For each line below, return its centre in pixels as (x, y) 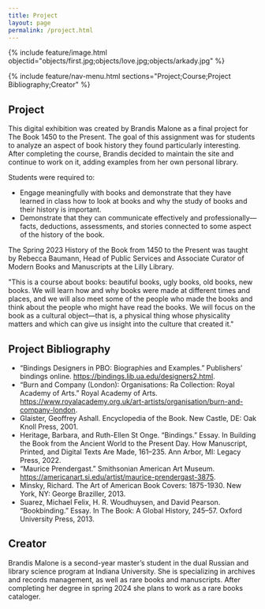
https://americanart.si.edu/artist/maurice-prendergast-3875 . (118, 477)
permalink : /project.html (50, 30)
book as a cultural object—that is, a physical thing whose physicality (119, 316)
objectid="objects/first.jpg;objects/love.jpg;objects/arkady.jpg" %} (117, 61)
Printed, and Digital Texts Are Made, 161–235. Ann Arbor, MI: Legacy (130, 452)
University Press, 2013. (57, 519)
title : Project (33, 15)
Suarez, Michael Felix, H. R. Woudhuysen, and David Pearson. (120, 502)
